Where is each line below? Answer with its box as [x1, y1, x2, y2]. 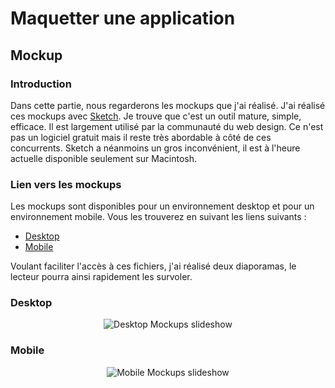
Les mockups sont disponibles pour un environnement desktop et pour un [10, 200, 315, 212]
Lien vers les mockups [10, 177, 122, 191]
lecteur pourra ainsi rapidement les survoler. [10, 271, 193, 283]
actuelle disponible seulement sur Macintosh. [10, 152, 197, 164]
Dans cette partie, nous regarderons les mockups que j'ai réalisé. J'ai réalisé [10, 99, 326, 111]
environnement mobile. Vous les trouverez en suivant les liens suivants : [10, 211, 307, 223]
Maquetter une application [10, 7, 236, 30]
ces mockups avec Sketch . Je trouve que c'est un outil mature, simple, [10, 110, 302, 122]
